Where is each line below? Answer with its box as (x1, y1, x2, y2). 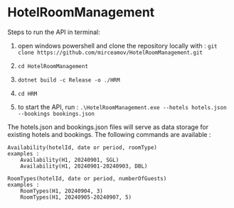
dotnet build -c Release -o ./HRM (17, 76, 120, 84)
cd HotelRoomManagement (17, 62, 89, 70)
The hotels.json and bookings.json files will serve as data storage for (7, 122, 208, 131)
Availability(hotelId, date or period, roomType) (7, 143, 158, 151)
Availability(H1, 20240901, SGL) (20, 156, 119, 163)
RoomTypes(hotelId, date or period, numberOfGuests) (7, 175, 167, 182)
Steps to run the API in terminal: (7, 28, 101, 36)
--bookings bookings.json (17, 110, 95, 117)
